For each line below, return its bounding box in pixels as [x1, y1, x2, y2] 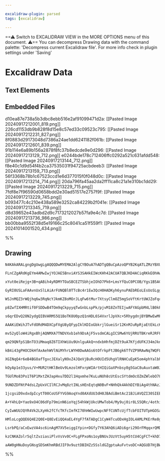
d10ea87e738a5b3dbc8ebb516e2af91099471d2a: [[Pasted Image [5, 116, 137, 122]
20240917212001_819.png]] [5, 121, 61, 127]
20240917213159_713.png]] [5, 168, 60, 174]
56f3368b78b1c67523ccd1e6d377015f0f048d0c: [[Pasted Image [5, 173, 137, 179]
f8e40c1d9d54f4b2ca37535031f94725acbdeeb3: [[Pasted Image [5, 163, 137, 168]
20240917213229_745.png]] [5, 194, 62, 200]
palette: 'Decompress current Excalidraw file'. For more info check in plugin [5, 44, 158, 50]
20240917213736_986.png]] [5, 215, 62, 221]
